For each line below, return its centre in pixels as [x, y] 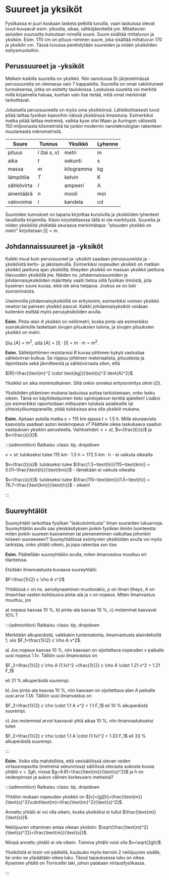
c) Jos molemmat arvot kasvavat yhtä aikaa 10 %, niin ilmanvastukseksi [79, 721]
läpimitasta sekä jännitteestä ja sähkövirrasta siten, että [63, 363]
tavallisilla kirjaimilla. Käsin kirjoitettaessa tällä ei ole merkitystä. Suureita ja [83, 219]
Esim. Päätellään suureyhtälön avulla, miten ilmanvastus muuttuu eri [76, 555]
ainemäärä [20, 194]
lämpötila [19, 177]
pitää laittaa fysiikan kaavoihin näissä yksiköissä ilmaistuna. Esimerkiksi [79, 115]
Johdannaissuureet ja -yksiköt [54, 247]
